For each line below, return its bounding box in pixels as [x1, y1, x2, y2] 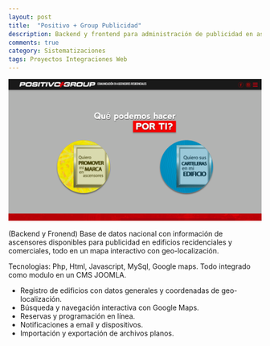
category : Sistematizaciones [8, 47, 106, 56]
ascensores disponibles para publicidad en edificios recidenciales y [8, 237, 233, 247]
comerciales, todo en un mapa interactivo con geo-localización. [8, 245, 219, 255]
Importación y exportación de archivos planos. [19, 328, 174, 338]
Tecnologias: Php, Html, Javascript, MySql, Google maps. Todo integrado [8, 262, 252, 271]
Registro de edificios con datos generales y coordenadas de [19, 286, 219, 295]
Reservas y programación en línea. [19, 311, 136, 321]
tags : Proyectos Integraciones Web [8, 56, 128, 64]
